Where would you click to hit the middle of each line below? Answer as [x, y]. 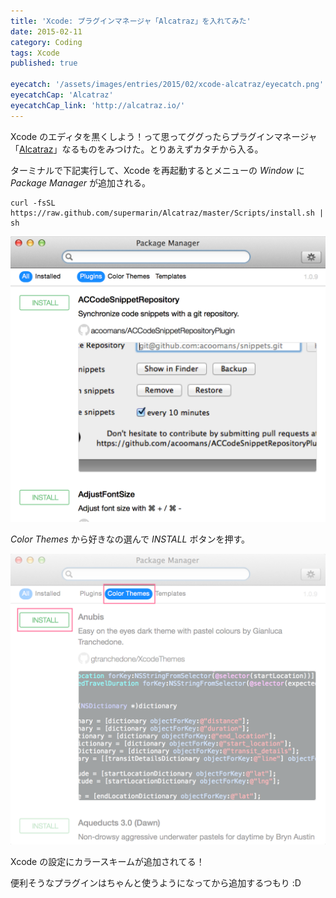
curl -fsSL [33, 203]
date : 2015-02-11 [46, 31]
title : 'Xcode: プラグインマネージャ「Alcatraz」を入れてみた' [131, 21]
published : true [44, 63]
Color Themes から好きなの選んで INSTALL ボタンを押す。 [130, 539]
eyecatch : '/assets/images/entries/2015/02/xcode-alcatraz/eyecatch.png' [167, 85]
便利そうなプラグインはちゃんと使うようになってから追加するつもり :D [156, 882]
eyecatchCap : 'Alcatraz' [62, 95]
